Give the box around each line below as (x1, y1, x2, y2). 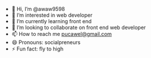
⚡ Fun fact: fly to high (11, 45, 64, 52)
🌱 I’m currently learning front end (11, 18, 92, 24)
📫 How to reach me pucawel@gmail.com (11, 31, 112, 37)
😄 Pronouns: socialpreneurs (11, 39, 81, 46)
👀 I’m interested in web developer (11, 12, 92, 19)
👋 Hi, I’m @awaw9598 (11, 6, 66, 12)
